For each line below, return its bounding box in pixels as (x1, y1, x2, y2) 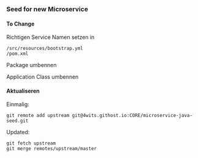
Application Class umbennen (6, 73, 79, 81)
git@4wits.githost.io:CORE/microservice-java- (71, 112, 193, 119)
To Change (6, 20, 35, 27)
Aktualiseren (6, 87, 40, 95)
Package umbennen (6, 62, 57, 69)
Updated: (6, 129, 30, 136)
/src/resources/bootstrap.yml (6, 45, 84, 52)
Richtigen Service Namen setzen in (6, 34, 95, 41)
